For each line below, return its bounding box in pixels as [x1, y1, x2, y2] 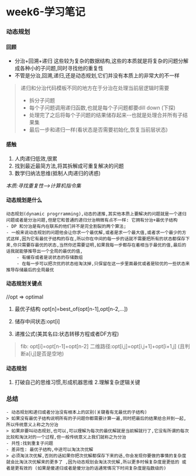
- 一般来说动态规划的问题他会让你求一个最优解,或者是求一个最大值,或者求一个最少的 [6, 230, 183, 235]
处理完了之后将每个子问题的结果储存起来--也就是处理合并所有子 [29, 112, 183, 119]
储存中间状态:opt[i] [14, 317, 60, 325]
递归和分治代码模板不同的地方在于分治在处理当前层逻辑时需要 [20, 84, 170, 91]
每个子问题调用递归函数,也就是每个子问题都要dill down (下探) [29, 104, 176, 111]
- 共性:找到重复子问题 [6, 440, 54, 447]
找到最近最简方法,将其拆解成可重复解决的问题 [14, 162, 124, 169]
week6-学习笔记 [6, 5, 86, 19]
